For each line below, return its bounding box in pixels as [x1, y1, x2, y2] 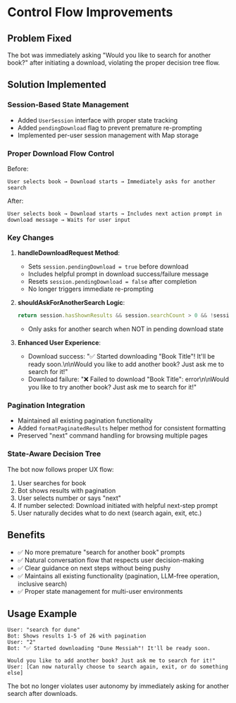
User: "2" [7, 639, 37, 646]
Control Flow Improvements [7, 4, 173, 20]
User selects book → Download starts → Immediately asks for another [7, 178, 216, 185]
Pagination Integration [7, 401, 86, 411]
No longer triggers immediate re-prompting [27, 285, 154, 293]
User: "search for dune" [7, 626, 80, 634]
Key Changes [7, 232, 54, 242]
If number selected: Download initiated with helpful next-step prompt [17, 501, 218, 509]
